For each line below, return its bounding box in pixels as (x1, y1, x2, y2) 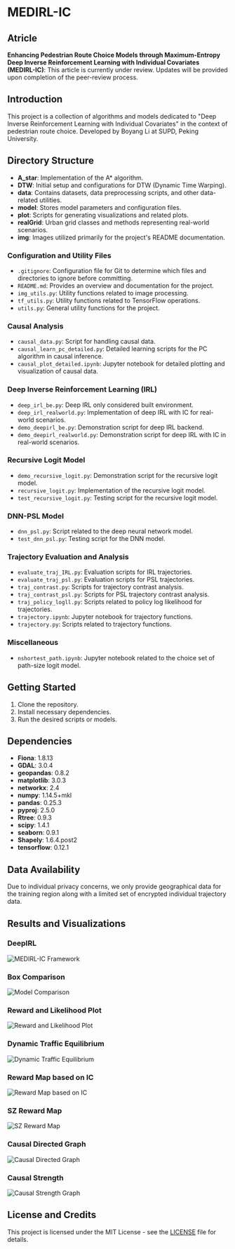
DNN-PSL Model (7, 511, 65, 521)
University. (7, 134, 39, 142)
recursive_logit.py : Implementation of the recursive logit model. (17, 486, 206, 495)
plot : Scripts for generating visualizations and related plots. (17, 211, 189, 219)
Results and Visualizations (7, 917, 126, 930)
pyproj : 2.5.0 (17, 806, 55, 815)
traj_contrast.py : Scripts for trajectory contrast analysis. (17, 583, 184, 592)
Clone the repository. (17, 700, 79, 709)
